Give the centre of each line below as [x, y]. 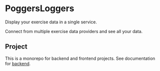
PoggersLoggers [40, 9]
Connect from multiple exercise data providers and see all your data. [74, 31]
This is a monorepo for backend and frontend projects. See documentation [80, 58]
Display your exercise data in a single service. [51, 22]
